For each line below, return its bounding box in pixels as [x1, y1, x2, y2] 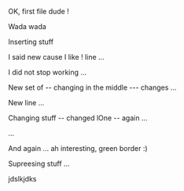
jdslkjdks [8, 174, 37, 183]
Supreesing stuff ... [8, 159, 70, 168]
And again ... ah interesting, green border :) [8, 144, 148, 152]
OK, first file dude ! [8, 7, 69, 16]
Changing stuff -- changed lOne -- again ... [8, 113, 148, 123]
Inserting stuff [8, 37, 53, 46]
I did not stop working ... [8, 68, 87, 77]
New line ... [8, 98, 45, 107]
